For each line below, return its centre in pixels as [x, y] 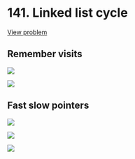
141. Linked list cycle [67, 13]
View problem [27, 32]
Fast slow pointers [48, 106]
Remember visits [45, 54]
